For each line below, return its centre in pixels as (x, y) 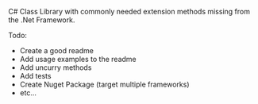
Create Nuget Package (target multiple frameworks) (104, 84)
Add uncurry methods (56, 67)
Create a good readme (56, 50)
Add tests (35, 76)
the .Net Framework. (42, 20)
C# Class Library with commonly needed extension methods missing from (129, 12)
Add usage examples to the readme (78, 59)
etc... (28, 93)
